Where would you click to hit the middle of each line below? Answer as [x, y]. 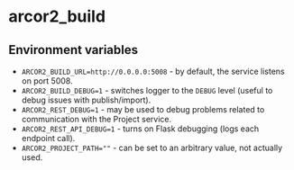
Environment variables [73, 50]
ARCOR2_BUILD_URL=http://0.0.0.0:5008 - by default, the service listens [153, 71]
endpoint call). [48, 138]
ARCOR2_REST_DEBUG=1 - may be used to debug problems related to [143, 109]
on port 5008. [47, 81]
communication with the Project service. [96, 119]
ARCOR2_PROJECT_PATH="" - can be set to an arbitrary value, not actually [152, 148]
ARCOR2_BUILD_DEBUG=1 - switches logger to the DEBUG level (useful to [147, 90]
